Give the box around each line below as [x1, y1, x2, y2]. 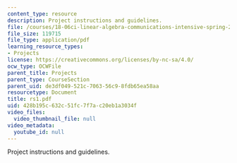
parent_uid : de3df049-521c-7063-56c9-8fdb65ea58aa [7, 83, 159, 90]
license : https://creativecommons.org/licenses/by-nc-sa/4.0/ [7, 56, 194, 64]
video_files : [7, 109, 46, 116]
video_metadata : [7, 121, 55, 129]
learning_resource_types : [7, 43, 83, 50]
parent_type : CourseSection [7, 76, 90, 83]
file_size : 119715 [7, 30, 61, 37]
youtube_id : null [13, 128, 65, 135]
